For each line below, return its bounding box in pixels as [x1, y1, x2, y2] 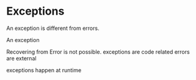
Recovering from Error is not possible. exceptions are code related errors [6, 48, 191, 56]
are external [6, 54, 37, 62]
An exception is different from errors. [6, 24, 100, 32]
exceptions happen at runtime [6, 66, 82, 74]
